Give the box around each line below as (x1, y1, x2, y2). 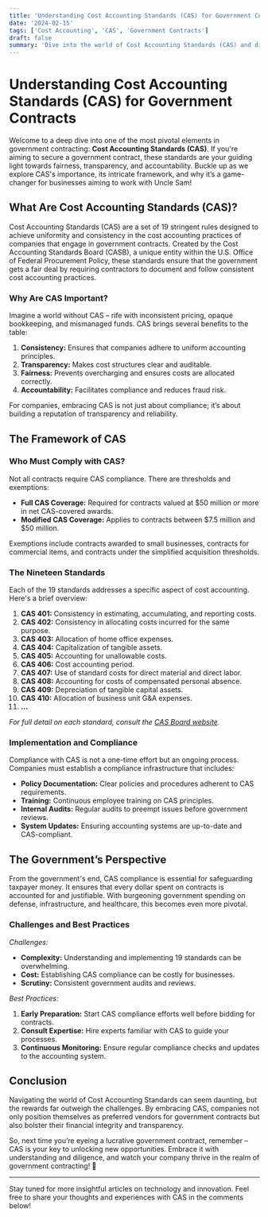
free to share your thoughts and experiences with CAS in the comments (9, 1192, 244, 1202)
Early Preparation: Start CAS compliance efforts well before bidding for (20, 1009, 255, 1018)
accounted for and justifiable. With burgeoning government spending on (9, 891, 246, 900)
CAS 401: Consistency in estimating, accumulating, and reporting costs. (20, 609, 257, 619)
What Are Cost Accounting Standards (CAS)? (9, 200, 238, 215)
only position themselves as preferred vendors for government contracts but (9, 1112, 260, 1122)
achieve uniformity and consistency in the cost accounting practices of (9, 230, 242, 239)
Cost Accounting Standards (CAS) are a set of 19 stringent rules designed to (9, 222, 259, 231)
